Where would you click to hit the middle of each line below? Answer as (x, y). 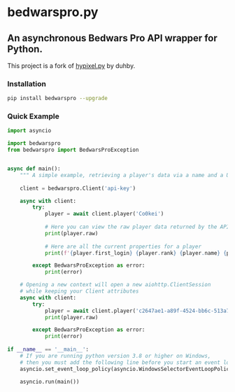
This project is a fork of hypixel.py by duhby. (71, 66)
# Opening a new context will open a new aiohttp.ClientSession (115, 285)
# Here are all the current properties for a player (123, 246)
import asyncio (29, 131)
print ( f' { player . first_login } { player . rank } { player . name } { (136, 253)
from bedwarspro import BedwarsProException (73, 150)
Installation (27, 83)
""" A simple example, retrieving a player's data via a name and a (122, 175)
